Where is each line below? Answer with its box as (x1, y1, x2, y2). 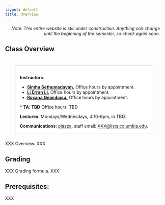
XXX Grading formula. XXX (5, 168, 59, 174)
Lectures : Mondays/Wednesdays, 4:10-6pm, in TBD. (20, 114, 126, 119)
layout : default (5, 7, 38, 12)
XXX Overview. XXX (5, 141, 46, 146)
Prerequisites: (5, 182, 49, 191)
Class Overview (5, 45, 55, 53)
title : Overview (5, 12, 38, 17)
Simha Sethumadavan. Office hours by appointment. (27, 84, 135, 90)
